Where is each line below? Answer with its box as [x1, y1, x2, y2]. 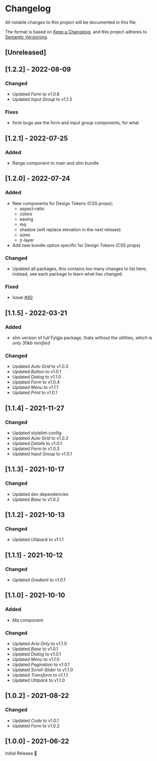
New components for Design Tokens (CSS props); [12, 200, 113, 206]
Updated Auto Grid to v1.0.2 [12, 435, 69, 441]
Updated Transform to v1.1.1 [12, 672, 68, 678]
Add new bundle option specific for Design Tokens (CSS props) [12, 242, 141, 248]
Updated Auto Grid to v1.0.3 [12, 363, 69, 370]
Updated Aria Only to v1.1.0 [12, 641, 67, 646]
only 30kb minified [12, 340, 51, 346]
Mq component [12, 617, 43, 623]
